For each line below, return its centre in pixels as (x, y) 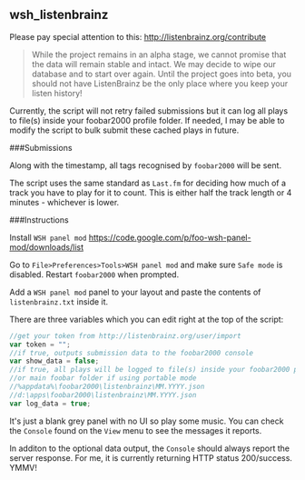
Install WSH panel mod (48, 237)
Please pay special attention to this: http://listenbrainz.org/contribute (138, 36)
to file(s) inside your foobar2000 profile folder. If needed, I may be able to (147, 120)
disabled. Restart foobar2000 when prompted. (94, 274)
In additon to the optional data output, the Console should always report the (150, 448)
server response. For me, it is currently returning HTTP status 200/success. (151, 457)
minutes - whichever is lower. (64, 202)
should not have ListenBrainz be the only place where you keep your (160, 83)
